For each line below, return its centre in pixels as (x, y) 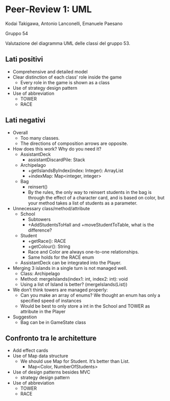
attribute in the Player (43, 311)
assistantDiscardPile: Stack (56, 160)
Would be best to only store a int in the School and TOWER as (85, 306)
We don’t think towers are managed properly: (60, 290)
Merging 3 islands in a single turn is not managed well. (70, 268)
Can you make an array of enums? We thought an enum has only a (90, 295)
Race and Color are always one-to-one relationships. (83, 252)
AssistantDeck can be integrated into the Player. (71, 262)
